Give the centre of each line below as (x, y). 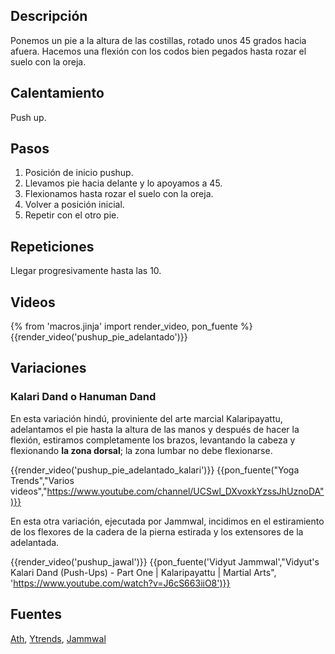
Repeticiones (52, 246)
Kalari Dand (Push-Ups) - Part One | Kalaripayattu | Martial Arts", (143, 572)
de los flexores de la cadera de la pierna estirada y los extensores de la (157, 531)
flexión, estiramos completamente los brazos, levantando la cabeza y (153, 440)
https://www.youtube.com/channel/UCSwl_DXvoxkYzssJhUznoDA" (185, 491)
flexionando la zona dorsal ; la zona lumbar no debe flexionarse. (141, 450)
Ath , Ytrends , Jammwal (58, 638)
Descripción (49, 16)
